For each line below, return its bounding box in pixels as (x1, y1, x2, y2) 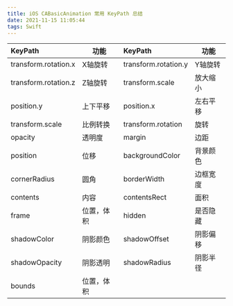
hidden (123, 211, 146, 220)
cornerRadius (10, 175, 55, 184)
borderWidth (123, 175, 165, 184)
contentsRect (123, 193, 167, 202)
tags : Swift (7, 23, 42, 30)
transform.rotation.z (10, 78, 76, 88)
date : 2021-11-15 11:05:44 (7, 17, 85, 24)
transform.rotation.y (123, 60, 189, 70)
